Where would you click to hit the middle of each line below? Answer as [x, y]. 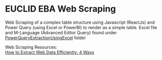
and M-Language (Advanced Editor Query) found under [61, 32]
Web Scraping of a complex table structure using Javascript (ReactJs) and [80, 22]
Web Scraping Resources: [31, 47]
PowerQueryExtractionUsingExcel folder [46, 38]
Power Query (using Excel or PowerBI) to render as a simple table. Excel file [81, 27]
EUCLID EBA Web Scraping [61, 9]
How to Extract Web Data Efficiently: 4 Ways [50, 52]
